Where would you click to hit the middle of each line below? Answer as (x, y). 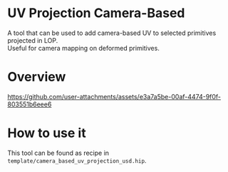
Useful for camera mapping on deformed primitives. (84, 48)
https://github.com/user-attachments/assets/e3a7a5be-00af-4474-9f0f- (114, 96)
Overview (37, 77)
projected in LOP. (33, 40)
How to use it (47, 133)
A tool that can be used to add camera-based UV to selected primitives (112, 33)
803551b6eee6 (30, 104)
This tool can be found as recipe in (58, 153)
